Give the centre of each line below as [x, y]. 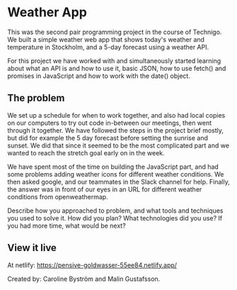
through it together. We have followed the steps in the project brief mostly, [116, 130]
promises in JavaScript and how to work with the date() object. [99, 76]
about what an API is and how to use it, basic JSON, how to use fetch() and [117, 68]
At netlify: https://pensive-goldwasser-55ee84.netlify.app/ [92, 265]
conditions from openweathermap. [58, 196]
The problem [36, 98]
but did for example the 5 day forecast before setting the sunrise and [108, 138]
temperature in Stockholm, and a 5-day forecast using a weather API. [108, 47]
